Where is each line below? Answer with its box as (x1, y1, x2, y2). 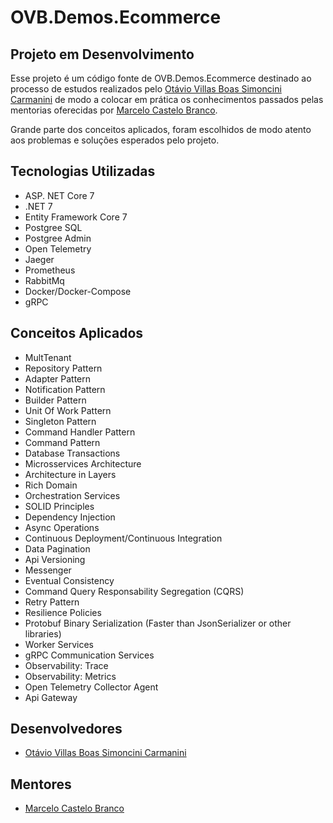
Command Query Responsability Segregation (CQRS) (24, 585, 245, 597)
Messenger (24, 564, 72, 576)
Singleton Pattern (24, 415, 97, 427)
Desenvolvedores (10, 721, 123, 738)
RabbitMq (24, 274, 65, 286)
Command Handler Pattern (24, 426, 136, 438)
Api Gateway (24, 691, 78, 703)
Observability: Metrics (24, 670, 117, 682)
